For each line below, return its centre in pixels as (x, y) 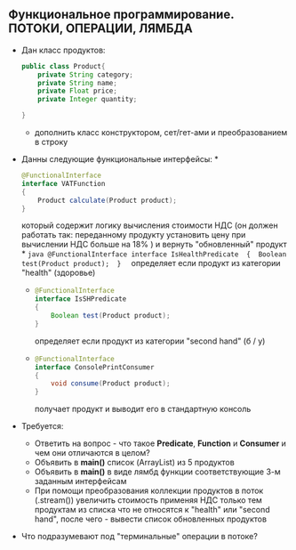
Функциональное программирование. (121, 15)
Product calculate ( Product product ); (108, 200)
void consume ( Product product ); (111, 384)
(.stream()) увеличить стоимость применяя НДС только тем (148, 500)
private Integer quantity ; (88, 100)
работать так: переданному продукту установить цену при (133, 235)
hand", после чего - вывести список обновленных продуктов (151, 519)
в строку (51, 142)
